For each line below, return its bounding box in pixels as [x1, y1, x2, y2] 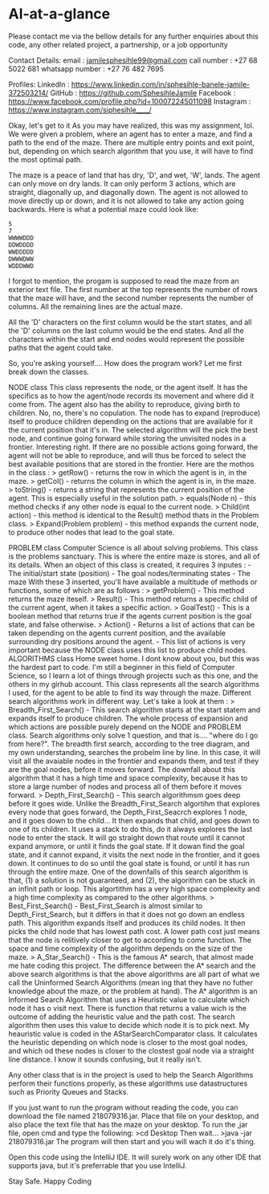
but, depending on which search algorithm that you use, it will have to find [8, 146, 254, 156]
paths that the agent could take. [8, 343, 114, 352]
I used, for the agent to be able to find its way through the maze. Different [8, 688, 251, 697]
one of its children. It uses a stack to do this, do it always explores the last [8, 824, 253, 834]
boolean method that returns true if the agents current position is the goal [8, 611, 252, 620]
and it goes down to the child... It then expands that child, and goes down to [8, 815, 259, 825]
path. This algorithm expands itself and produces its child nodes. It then [8, 918, 246, 928]
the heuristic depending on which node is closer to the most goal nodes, [8, 1037, 248, 1047]
